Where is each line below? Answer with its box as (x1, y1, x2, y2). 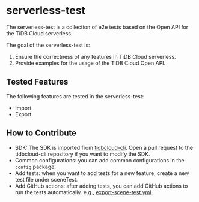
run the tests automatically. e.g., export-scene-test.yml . (14, 188, 153, 195)
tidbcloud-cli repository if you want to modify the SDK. (14, 150, 150, 158)
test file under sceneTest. (14, 176, 78, 183)
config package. (14, 163, 56, 170)
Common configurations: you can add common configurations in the (14, 156, 185, 164)
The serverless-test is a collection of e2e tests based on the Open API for (6, 23, 189, 31)
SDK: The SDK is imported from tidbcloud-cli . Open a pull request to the (14, 144, 194, 151)
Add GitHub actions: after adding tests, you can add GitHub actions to (14, 182, 188, 189)
